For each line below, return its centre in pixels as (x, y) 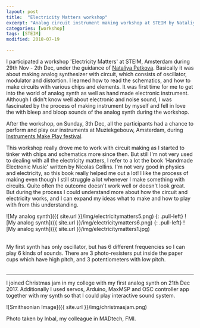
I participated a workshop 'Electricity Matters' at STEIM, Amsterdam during (98, 61)
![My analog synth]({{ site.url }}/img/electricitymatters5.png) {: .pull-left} (95, 216)
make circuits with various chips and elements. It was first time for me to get (100, 87)
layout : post (22, 12)
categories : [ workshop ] (36, 28)
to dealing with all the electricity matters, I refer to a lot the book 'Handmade (100, 160)
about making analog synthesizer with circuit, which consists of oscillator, (96, 74)
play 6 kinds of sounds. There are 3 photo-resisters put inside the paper (95, 253)
